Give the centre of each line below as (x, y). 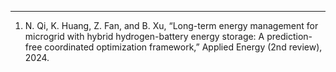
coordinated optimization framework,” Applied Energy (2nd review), (183, 47)
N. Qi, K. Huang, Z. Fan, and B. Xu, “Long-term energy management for (171, 25)
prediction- (289, 36)
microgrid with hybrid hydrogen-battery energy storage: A (144, 36)
